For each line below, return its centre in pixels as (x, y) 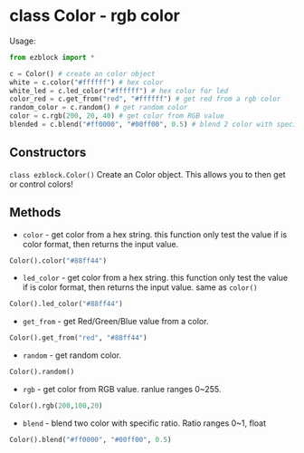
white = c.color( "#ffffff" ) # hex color (87, 82)
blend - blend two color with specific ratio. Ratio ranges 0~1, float (144, 423)
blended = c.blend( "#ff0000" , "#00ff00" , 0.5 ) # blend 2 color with (141, 125)
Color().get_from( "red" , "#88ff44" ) (78, 338)
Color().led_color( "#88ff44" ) (66, 304)
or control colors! (42, 184)
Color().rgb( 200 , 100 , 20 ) (56, 406)
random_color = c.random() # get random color (99, 108)
